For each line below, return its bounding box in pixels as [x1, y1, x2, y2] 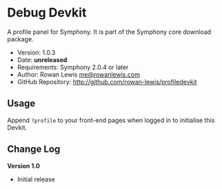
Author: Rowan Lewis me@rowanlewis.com [17, 70, 140, 79]
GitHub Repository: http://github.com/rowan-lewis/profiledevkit [17, 77, 197, 86]
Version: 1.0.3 [17, 48, 56, 57]
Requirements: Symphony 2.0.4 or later [17, 63, 129, 71]
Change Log [7, 143, 61, 155]
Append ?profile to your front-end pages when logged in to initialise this [7, 116, 215, 124]
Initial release [17, 175, 55, 183]
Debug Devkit [7, 5, 87, 21]
